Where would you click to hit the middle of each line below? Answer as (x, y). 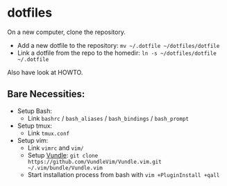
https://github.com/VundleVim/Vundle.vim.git (94, 162)
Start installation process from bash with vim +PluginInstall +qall (124, 174)
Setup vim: (33, 140)
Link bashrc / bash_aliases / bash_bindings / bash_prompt (108, 118)
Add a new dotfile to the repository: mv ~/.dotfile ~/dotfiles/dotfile (118, 45)
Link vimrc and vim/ (56, 148)
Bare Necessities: (46, 94)
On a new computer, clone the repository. (67, 32)
